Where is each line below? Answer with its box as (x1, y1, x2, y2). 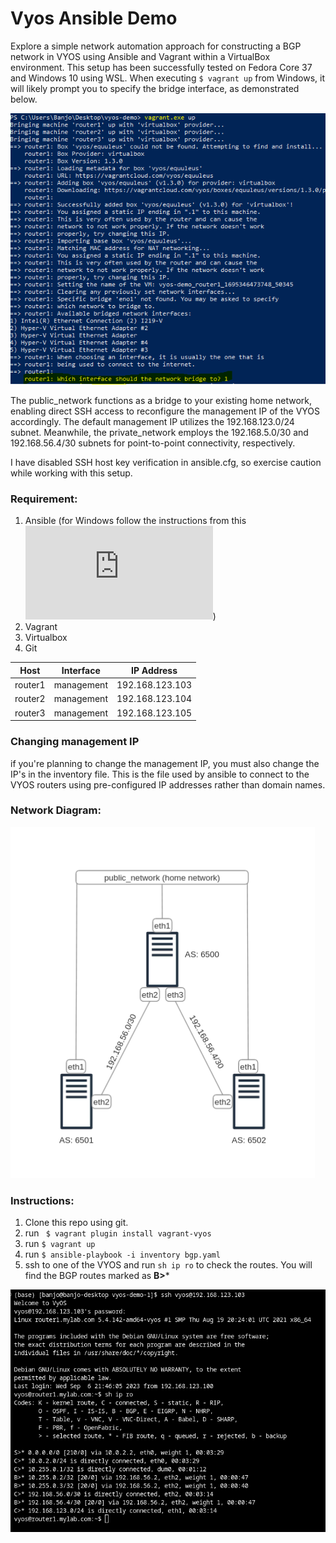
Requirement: (10, 492, 78, 506)
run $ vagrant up (24, 1238, 96, 1250)
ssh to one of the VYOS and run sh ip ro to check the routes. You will (24, 1259, 313, 1271)
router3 (14, 707, 46, 719)
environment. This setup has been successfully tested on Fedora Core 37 (10, 61, 313, 73)
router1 (14, 679, 46, 691)
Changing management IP (10, 735, 140, 749)
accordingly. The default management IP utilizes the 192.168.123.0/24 (10, 416, 295, 428)
